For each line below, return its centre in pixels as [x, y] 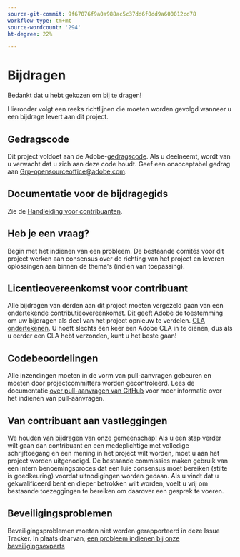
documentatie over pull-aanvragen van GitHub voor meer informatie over [115, 391]
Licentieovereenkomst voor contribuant [98, 289]
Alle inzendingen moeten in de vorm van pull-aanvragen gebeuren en [110, 376]
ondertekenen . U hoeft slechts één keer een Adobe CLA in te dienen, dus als [120, 328]
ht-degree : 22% [30, 34]
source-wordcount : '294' [44, 27]
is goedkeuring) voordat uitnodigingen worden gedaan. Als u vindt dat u [113, 476]
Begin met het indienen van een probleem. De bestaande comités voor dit [116, 251]
